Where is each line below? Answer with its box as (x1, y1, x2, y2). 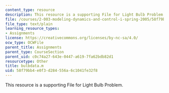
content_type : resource (5, 7, 55, 13)
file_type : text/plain (5, 21, 53, 27)
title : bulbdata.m (5, 63, 44, 68)
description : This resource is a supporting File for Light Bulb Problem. (5, 12, 165, 17)
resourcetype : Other (5, 59, 49, 64)
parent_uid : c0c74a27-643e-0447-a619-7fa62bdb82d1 (5, 54, 114, 59)
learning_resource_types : (5, 26, 59, 31)
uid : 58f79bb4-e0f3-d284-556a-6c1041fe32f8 (5, 68, 98, 73)
